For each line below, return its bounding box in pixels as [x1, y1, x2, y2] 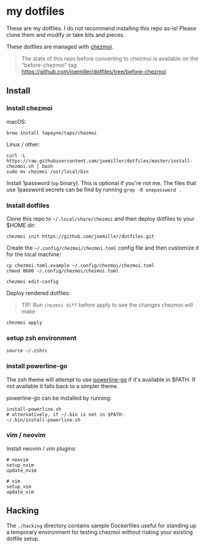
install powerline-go [6, 362, 68, 370]
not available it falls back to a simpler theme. [6, 382, 119, 390]
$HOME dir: [6, 221, 36, 229]
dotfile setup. [6, 535, 40, 542]
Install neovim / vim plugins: [6, 444, 77, 452]
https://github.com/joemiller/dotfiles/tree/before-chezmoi [21, 67, 166, 75]
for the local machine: [6, 250, 61, 258]
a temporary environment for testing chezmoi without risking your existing [6, 528, 193, 536]
